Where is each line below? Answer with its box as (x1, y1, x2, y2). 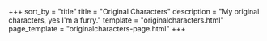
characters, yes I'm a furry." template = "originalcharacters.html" (8, 15, 224, 25)
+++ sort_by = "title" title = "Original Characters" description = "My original (8, 7, 260, 16)
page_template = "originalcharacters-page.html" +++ (8, 24, 186, 33)
